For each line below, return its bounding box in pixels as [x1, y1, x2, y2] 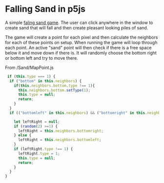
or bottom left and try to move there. [5, 55, 78, 61]
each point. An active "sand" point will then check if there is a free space [5, 45, 152, 50]
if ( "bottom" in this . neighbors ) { [9, 78, 82, 84]
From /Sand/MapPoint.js [5, 65, 54, 70]
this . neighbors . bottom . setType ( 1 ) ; [18, 88, 91, 92]
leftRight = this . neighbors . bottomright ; [18, 128, 104, 133]
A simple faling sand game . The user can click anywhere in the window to [5, 20, 153, 25]
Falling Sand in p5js [5, 3, 86, 15]
